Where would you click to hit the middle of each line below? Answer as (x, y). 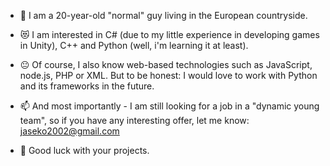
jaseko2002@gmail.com (69, 131)
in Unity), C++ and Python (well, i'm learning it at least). (134, 45)
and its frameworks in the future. (87, 86)
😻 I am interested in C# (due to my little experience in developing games (169, 34)
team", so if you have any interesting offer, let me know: (134, 120)
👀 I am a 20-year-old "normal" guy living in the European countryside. (163, 15)
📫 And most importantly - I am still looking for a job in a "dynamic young (169, 106)
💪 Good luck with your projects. (84, 150)
